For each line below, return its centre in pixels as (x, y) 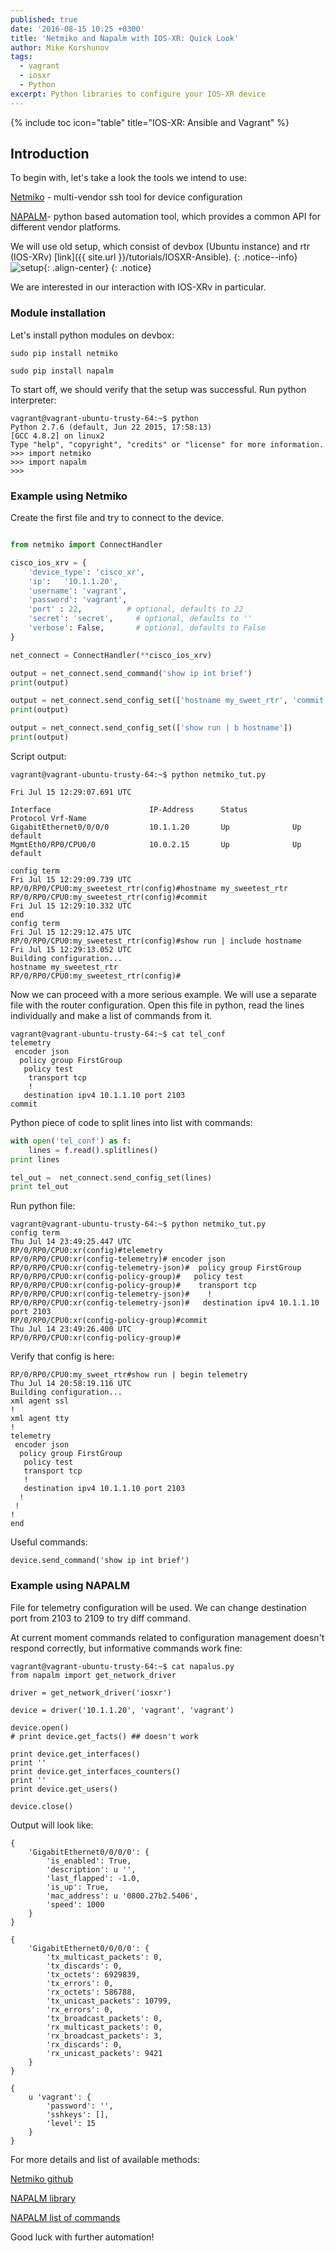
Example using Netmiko (69, 496)
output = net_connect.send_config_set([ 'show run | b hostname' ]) (151, 728)
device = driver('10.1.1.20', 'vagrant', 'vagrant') (122, 1710)
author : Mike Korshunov (60, 47)
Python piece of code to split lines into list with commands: (131, 1122)
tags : (21, 57)
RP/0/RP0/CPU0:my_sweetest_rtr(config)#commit (109, 897)
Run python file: (43, 1206)
